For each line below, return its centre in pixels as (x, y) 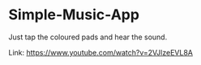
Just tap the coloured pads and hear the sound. (88, 37)
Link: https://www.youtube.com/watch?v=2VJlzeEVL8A (100, 52)
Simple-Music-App (74, 15)
